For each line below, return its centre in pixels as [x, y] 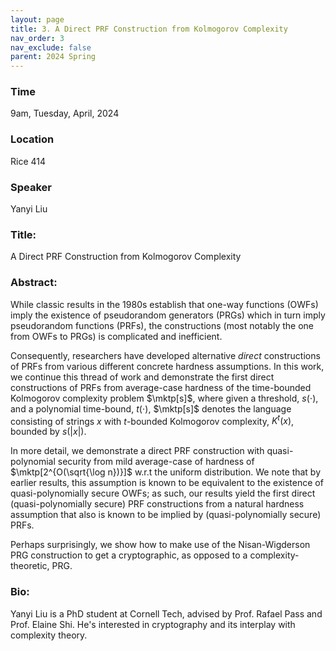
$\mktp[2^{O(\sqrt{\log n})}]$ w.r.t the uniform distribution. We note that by [166, 472]
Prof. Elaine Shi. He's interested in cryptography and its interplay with [153, 624]
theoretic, [30, 566]
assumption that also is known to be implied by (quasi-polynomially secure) [166, 515]
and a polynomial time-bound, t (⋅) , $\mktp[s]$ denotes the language [151, 408]
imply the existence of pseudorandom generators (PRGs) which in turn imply [168, 315]
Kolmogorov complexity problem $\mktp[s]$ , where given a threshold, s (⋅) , [164, 398]
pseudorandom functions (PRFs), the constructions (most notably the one [162, 325]
